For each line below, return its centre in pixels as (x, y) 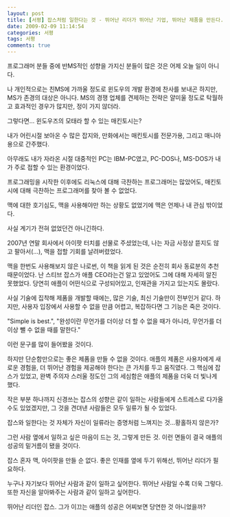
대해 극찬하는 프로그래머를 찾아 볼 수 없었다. (78, 190)
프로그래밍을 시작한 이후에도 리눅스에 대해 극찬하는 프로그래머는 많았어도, (105, 182)
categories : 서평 (30, 33)
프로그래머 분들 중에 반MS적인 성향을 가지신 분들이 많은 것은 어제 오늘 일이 (107, 66)
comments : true (29, 45)
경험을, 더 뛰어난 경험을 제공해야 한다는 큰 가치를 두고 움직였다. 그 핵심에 (117, 367)
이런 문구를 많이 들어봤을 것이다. (50, 344)
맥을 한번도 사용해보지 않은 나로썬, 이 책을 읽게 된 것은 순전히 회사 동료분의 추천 (113, 266)
